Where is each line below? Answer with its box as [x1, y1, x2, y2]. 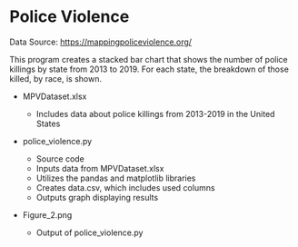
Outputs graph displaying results [35, 192, 159, 203]
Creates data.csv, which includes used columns [35, 182, 215, 193]
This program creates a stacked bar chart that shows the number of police [9, 54, 288, 64]
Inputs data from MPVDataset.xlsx [35, 163, 164, 173]
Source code [35, 153, 84, 164]
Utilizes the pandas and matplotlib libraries [35, 173, 196, 183]
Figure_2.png [22, 209, 73, 220]
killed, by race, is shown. [9, 73, 103, 84]
